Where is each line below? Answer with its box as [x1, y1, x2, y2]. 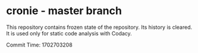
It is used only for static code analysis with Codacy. [6, 29, 132, 37]
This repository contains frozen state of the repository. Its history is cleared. [6, 24, 192, 31]
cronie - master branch [6, 4, 122, 18]
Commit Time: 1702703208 [6, 41, 73, 48]
